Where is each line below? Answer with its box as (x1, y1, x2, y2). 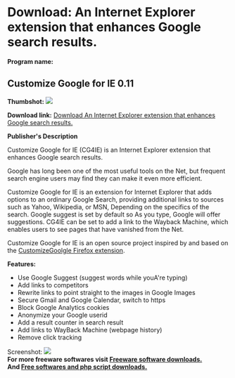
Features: (7, 259, 37, 268)
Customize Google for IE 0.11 (7, 78, 134, 90)
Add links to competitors (17, 280, 89, 289)
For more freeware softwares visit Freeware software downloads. (7, 355, 203, 363)
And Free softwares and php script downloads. (7, 363, 148, 371)
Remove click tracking (17, 333, 82, 341)
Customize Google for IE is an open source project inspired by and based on (7, 238, 229, 247)
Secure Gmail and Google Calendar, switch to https (17, 296, 166, 304)
